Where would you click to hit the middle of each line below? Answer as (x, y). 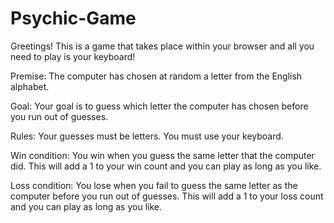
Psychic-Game (73, 18)
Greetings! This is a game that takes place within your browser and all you (162, 46)
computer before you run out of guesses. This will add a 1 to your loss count (167, 196)
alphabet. (30, 86)
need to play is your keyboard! (73, 56)
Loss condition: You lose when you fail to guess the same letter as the (154, 185)
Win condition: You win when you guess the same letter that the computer (162, 155)
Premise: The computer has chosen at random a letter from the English (156, 76)
